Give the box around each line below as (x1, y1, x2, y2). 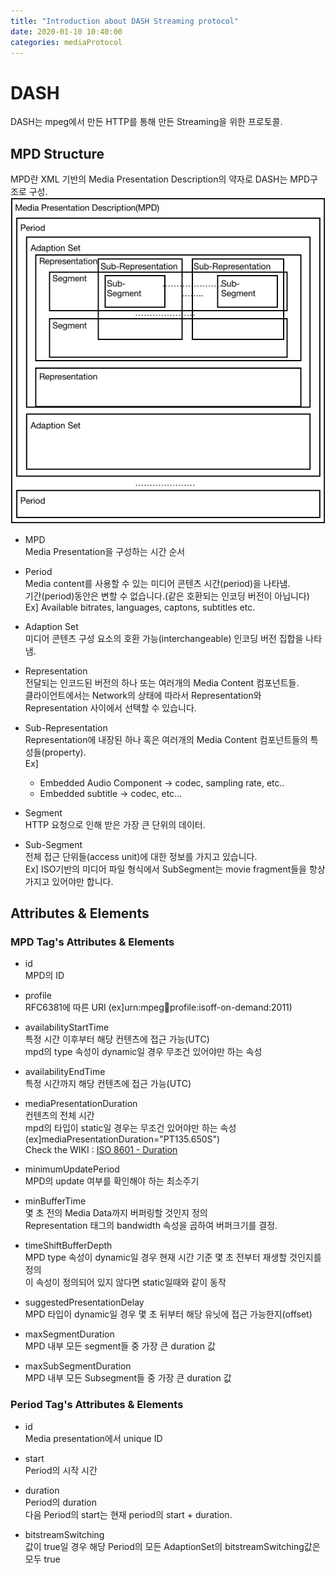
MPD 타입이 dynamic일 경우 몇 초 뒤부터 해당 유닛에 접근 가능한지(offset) (24, 1308, 313, 1320)
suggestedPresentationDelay (24, 1296, 145, 1309)
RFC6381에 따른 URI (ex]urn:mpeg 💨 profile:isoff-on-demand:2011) (24, 1001, 293, 1014)
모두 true (24, 1553, 61, 1565)
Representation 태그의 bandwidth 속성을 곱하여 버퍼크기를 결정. (24, 1220, 278, 1232)
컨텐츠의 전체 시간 (24, 1110, 95, 1122)
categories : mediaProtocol (10, 37, 123, 47)
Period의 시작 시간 (24, 1464, 98, 1476)
